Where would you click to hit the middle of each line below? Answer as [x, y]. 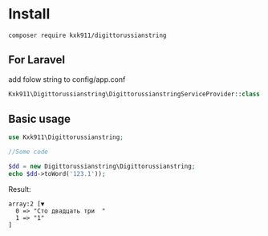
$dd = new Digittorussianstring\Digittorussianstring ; [102, 167]
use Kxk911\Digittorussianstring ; [66, 137]
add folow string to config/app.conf [67, 79]
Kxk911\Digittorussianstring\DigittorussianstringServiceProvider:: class [134, 94]
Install [29, 14]
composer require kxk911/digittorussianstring [87, 35]
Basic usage [39, 119]
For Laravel [37, 60]
